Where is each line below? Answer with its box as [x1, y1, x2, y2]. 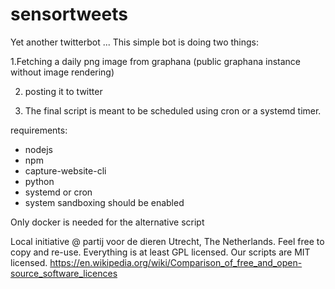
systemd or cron [24, 186, 93, 198]
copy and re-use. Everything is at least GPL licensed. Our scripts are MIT [10, 246, 311, 258]
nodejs [24, 143, 53, 155]
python [24, 175, 55, 187]
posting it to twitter [24, 85, 103, 97]
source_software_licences [10, 267, 118, 279]
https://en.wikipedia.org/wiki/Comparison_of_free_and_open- [49, 256, 303, 268]
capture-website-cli [24, 164, 107, 177]
